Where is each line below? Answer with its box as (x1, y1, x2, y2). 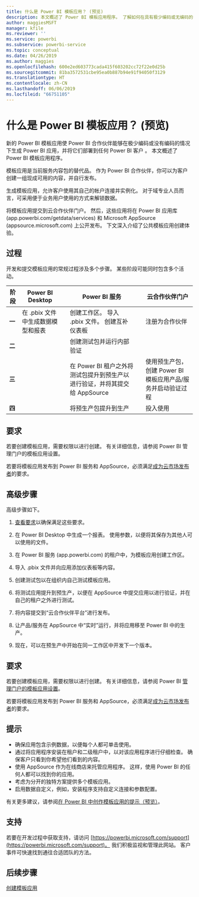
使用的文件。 (20, 539, 52, 546)
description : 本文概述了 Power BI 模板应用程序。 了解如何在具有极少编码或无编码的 (6, 14, 194, 20)
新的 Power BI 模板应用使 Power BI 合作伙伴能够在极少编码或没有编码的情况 (6, 139, 191, 146)
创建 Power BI (145, 366, 184, 374)
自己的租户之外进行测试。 (14, 596, 78, 604)
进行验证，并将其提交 (70, 379, 130, 388)
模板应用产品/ (145, 375, 184, 383)
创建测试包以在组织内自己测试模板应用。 (14, 576, 114, 584)
